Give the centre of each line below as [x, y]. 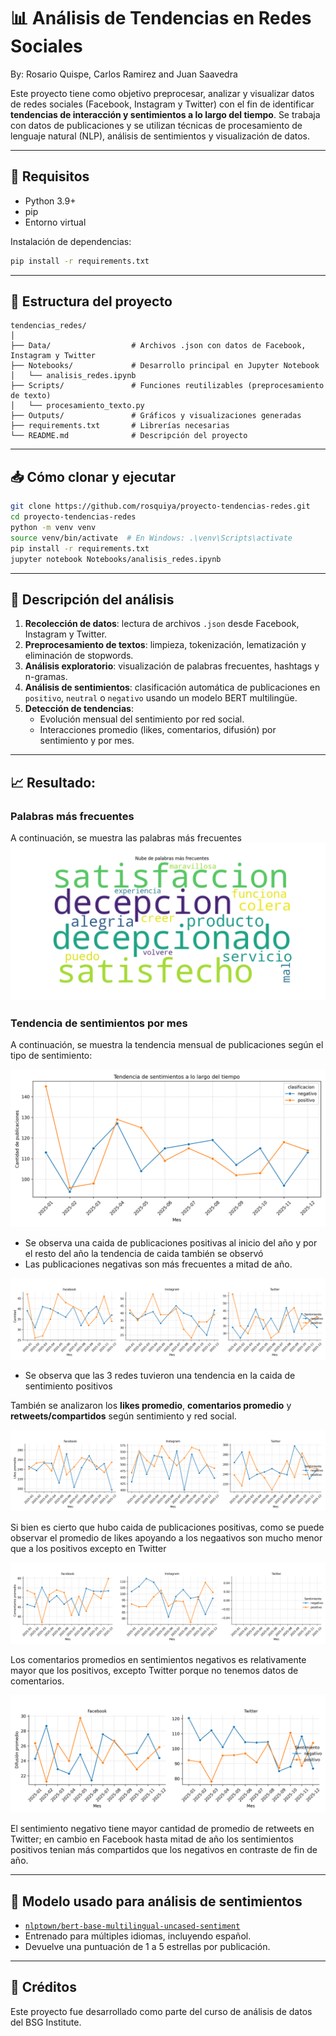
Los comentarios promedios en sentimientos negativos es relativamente [158, 1660]
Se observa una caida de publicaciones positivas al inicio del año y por [171, 1243]
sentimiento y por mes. [87, 741]
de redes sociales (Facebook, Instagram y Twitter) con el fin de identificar [162, 104]
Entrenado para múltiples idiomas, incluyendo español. [138, 1936]
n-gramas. [46, 677]
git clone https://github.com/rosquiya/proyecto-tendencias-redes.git [160, 506]
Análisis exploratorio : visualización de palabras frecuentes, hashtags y [172, 666]
